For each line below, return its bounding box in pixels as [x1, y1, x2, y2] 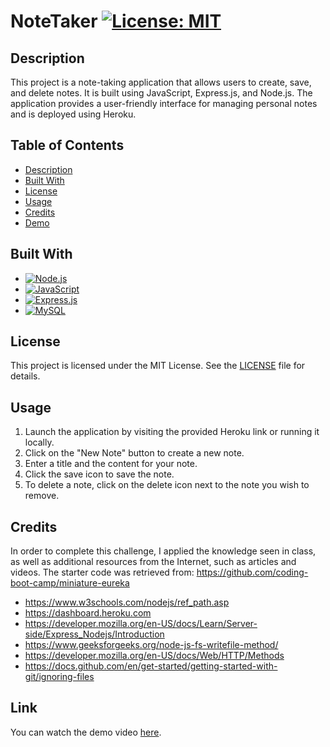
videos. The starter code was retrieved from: [10, 566, 195, 579]
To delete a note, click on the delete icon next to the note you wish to [24, 479, 310, 491]
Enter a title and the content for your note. [24, 458, 198, 470]
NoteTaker [10, 10, 98, 33]
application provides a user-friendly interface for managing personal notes [10, 98, 318, 109]
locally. [24, 436, 55, 449]
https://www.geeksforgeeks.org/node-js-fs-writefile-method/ [24, 639, 279, 651]
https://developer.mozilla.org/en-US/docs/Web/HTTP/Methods [24, 650, 285, 662]
